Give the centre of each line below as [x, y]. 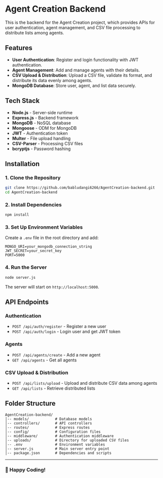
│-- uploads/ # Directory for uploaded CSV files [67, 440]
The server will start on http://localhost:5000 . [52, 287]
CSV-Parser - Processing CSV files [48, 143]
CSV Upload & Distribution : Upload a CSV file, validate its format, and [82, 75]
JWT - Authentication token [40, 133]
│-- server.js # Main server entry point [57, 449]
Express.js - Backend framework [45, 118]
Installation [22, 164]
